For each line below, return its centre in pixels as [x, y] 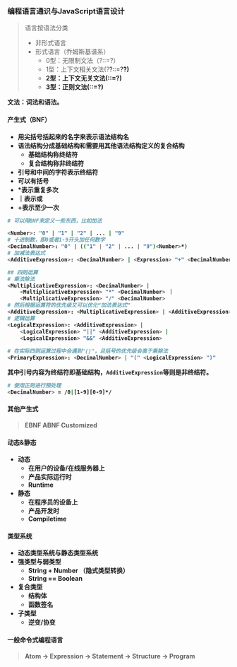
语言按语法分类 [46, 28]
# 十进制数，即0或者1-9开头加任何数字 [56, 240]
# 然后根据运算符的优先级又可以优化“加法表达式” [69, 305]
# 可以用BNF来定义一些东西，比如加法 [55, 220]
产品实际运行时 [50, 477]
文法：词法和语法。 [35, 102]
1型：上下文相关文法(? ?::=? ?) [87, 69]
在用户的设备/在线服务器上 [67, 468]
